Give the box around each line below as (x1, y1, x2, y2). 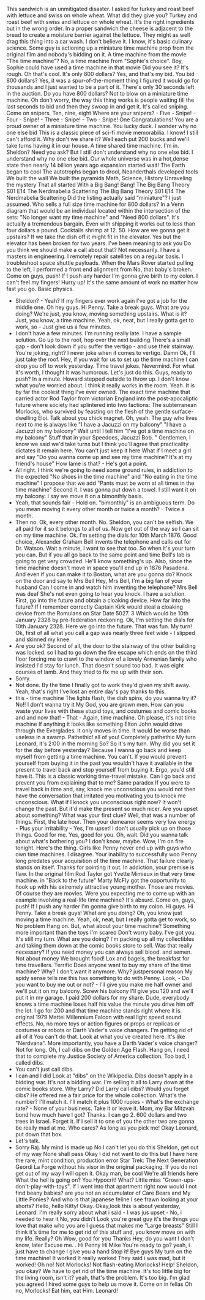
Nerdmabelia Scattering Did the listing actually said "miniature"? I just (6, 194, 182, 201)
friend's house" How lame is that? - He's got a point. (15, 460, 148, 467)
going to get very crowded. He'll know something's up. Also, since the (15, 558, 193, 564)
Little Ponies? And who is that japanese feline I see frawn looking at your (15, 1196, 198, 1203)
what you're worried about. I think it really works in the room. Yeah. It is (15, 382, 195, 389)
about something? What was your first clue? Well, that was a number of (15, 812, 196, 819)
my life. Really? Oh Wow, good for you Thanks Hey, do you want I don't (15, 1235, 195, 1242)
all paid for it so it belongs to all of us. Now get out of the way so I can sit (15, 525, 199, 532)
